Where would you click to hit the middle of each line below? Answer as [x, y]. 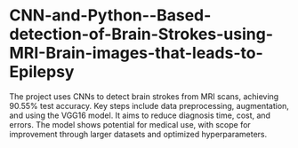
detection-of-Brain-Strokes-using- [141, 34]
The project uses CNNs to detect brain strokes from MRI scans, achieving [144, 96]
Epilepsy [42, 72]
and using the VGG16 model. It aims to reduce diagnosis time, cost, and [140, 115]
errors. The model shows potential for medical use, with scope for [130, 124]
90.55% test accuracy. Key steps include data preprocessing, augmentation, [149, 105]
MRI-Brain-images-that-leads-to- [137, 53]
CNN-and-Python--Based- [110, 16]
